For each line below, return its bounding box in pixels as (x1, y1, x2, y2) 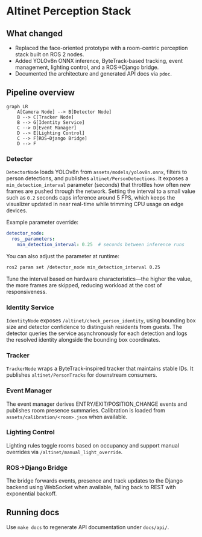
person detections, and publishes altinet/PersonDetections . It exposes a (6, 175, 189, 182)
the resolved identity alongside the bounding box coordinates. (6, 336, 161, 343)
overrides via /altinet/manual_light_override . (6, 448, 123, 455)
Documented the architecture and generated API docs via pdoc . (14, 70, 172, 77)
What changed (6, 28, 63, 39)
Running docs (6, 507, 60, 518)
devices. (6, 207, 28, 214)
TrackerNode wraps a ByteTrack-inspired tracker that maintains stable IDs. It (6, 365, 194, 373)
